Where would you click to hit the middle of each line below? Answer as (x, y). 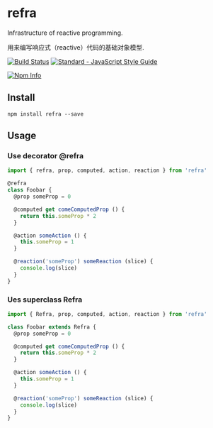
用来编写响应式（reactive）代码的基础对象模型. (76, 47)
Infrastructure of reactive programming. (65, 33)
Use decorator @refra (45, 156)
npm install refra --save (45, 114)
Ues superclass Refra (45, 300)
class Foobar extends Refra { (52, 327)
